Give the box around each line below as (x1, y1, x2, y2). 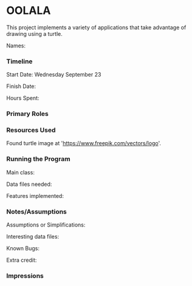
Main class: (6, 168, 35, 176)
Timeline (6, 57, 33, 66)
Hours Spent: (6, 95, 39, 102)
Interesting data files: (6, 233, 60, 240)
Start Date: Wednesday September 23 (6, 71, 101, 78)
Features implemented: (6, 192, 64, 199)
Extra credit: (6, 256, 37, 264)
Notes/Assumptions (6, 207, 67, 216)
